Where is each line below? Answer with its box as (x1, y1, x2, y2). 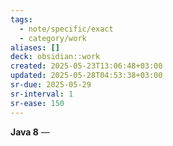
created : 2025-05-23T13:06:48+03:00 (10, 61, 163, 71)
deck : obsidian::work (10, 52, 101, 62)
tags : (10, 14, 33, 25)
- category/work (19, 33, 87, 43)
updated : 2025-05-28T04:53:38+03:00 (10, 71, 163, 81)
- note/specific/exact (19, 24, 114, 34)
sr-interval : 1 (10, 89, 74, 99)
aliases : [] (10, 42, 60, 53)
